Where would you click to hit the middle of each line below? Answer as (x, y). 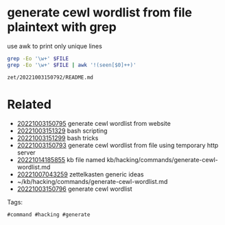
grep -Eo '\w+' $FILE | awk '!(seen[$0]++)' (72, 65)
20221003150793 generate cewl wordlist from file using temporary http (118, 145)
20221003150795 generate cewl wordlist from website (94, 123)
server (26, 153)
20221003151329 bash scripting (62, 131)
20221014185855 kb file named (61, 159)
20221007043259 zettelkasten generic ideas (80, 174)
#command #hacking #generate (49, 214)
